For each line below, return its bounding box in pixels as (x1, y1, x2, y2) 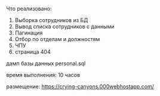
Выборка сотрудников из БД (14, 17, 88, 23)
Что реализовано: (6, 5, 52, 12)
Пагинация (14, 29, 43, 36)
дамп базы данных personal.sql (6, 60, 86, 67)
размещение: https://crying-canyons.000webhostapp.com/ (6, 83, 154, 90)
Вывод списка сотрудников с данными (14, 23, 115, 30)
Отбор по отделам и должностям (14, 36, 100, 42)
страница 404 (14, 48, 51, 55)
